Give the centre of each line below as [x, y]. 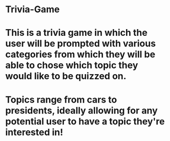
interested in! [34, 132]
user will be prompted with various [81, 44]
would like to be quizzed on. [66, 76]
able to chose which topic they [72, 65]
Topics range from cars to [61, 99]
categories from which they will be [80, 54]
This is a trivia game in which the [76, 33]
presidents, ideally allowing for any [81, 110]
